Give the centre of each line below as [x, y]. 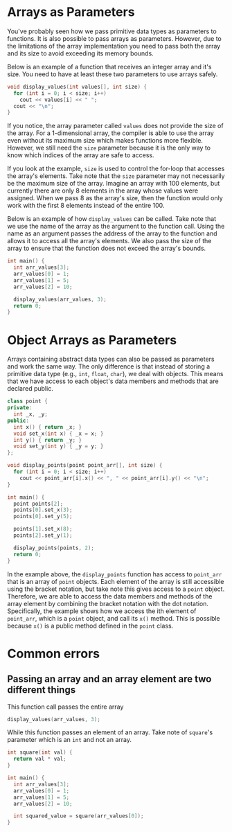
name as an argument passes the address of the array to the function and [112, 233]
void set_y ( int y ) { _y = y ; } [59, 446]
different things [42, 690]
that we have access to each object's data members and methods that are [113, 381]
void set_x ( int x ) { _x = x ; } [59, 434]
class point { [28, 401]
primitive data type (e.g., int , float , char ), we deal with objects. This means [115, 374]
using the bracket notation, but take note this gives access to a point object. [116, 589]
